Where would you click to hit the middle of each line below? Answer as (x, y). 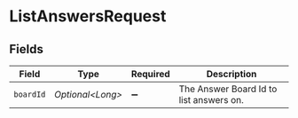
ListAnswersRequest (88, 16)
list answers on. (211, 100)
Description (231, 74)
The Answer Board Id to (228, 89)
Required (150, 74)
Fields (27, 49)
